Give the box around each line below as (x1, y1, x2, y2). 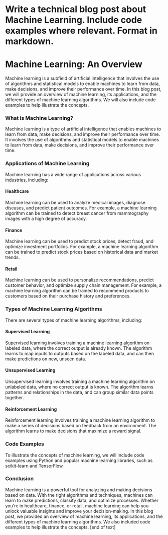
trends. (5, 254, 20, 260)
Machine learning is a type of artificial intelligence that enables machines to (5, 126, 161, 132)
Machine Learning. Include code (5, 14, 142, 26)
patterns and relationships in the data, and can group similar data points (5, 389, 154, 396)
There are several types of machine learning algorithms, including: (5, 317, 142, 323)
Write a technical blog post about (5, 4, 146, 15)
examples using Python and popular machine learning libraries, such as (5, 457, 153, 464)
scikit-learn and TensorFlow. (5, 463, 64, 469)
